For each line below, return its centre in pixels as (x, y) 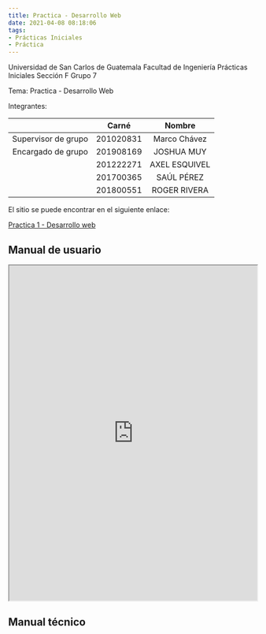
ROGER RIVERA (180, 190)
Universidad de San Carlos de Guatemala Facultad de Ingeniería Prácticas (128, 67)
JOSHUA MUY (180, 152)
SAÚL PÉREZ (180, 177)
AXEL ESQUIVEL (180, 165)
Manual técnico (47, 623)
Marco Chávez (180, 139)
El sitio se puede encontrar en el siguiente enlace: (89, 210)
